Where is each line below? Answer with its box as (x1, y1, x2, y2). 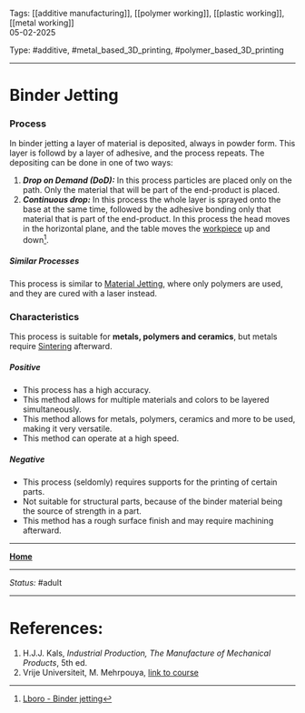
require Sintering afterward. (9, 341, 113, 352)
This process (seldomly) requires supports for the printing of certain (22, 477, 278, 487)
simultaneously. (22, 404, 82, 415)
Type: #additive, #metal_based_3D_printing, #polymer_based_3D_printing (9, 45, 284, 55)
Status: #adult (9, 577, 63, 588)
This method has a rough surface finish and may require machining (22, 516, 274, 527)
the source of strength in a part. (22, 506, 143, 517)
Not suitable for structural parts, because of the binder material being (22, 496, 283, 507)
